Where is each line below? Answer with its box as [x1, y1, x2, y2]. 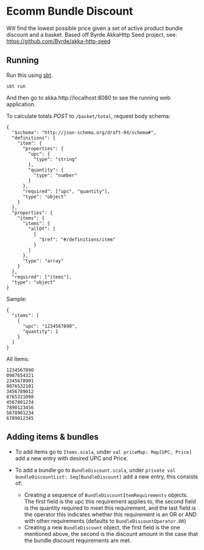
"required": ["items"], [12, 274, 72, 280]
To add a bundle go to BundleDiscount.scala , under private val [15, 466, 176, 474]
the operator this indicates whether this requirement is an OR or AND [24, 510, 197, 518]
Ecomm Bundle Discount [6, 4, 133, 18]
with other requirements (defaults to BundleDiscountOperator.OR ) [24, 517, 186, 524]
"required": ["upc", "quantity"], [22, 188, 111, 194]
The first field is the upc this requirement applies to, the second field [24, 497, 196, 505]
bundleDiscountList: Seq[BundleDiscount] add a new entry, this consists [15, 472, 199, 480]
